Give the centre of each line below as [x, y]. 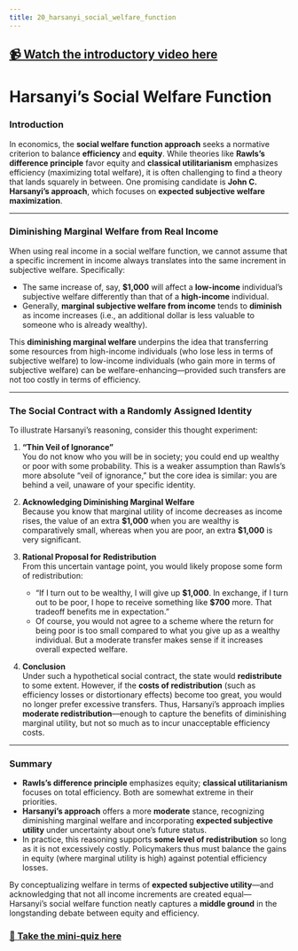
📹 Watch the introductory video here [114, 55]
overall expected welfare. [82, 650]
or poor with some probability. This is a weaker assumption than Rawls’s [154, 466]
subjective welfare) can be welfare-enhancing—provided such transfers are [148, 370]
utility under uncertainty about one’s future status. [114, 830]
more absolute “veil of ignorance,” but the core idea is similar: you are [149, 476]
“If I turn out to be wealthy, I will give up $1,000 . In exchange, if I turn [161, 593]
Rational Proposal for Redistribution [89, 557]
